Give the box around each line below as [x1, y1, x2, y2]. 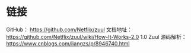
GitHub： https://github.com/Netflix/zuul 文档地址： [6, 26, 132, 33]
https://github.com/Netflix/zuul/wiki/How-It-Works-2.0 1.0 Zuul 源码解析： [6, 33, 187, 40]
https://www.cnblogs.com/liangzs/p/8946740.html [6, 39, 130, 47]
